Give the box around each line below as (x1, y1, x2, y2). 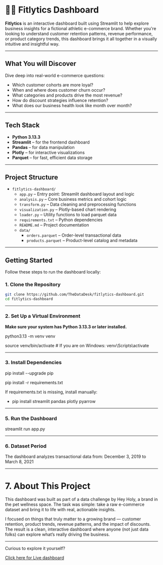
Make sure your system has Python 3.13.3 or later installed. (5, 323, 127, 329)
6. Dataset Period (5, 443, 47, 450)
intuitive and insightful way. (5, 41, 60, 47)
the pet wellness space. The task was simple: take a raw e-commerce (5, 501, 145, 507)
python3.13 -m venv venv (5, 333, 56, 339)
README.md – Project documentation (19, 222, 89, 228)
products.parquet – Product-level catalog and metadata (26, 238, 138, 243)
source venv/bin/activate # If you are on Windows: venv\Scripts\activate (5, 342, 149, 348)
